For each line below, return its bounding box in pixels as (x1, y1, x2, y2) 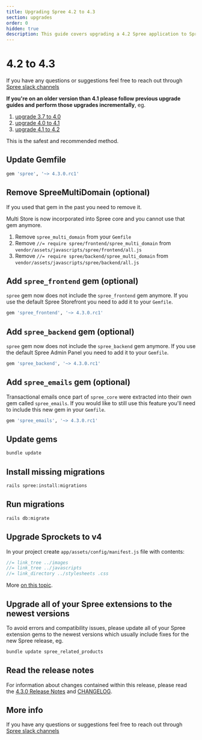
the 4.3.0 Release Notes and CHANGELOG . (6, 688, 112, 695)
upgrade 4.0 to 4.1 (14, 120, 60, 127)
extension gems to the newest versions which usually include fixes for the (6, 631, 189, 638)
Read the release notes (6, 665, 94, 676)
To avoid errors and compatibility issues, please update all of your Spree (6, 624, 186, 631)
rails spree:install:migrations (6, 483, 87, 489)
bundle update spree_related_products (6, 649, 103, 655)
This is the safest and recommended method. (6, 138, 119, 145)
